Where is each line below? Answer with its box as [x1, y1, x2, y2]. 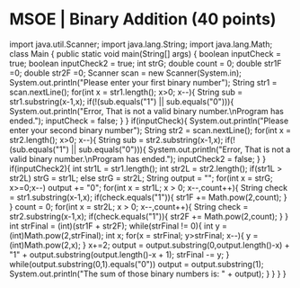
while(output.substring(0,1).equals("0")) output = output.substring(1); [9, 258, 264, 269]
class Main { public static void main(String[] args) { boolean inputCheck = [9, 48, 281, 58]
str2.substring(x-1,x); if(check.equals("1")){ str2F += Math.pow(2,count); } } [9, 211, 289, 221]
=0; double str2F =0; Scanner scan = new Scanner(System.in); [9, 67, 243, 78]
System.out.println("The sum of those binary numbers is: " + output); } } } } [9, 268, 287, 279]
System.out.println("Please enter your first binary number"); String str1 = [9, 76, 278, 87]
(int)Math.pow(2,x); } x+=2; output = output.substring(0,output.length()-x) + [9, 239, 290, 250]
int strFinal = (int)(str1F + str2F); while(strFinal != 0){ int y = [9, 220, 227, 231]
